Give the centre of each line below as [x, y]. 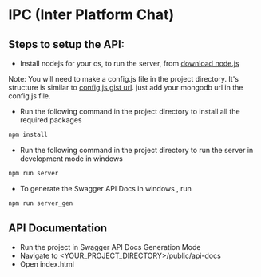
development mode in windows [71, 159]
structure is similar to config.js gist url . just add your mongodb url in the [126, 87]
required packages [51, 120]
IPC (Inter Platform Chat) [91, 15]
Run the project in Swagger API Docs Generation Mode [110, 247]
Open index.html [47, 264]
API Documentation [58, 229]
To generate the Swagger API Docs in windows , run [105, 188]
